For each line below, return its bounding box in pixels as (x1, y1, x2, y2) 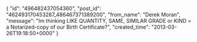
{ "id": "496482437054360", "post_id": (6, 5, 102, 12)
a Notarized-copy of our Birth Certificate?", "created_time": (6, 23, 150, 30)
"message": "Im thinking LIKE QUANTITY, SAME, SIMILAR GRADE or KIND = (6, 17, 192, 24)
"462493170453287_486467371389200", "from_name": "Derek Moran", (6, 11, 180, 18)
